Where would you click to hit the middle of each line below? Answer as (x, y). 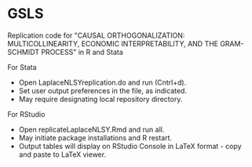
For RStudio (26, 114)
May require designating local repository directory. (100, 99)
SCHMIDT (24, 52)
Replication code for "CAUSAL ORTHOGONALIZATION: (96, 35)
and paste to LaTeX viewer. (62, 154)
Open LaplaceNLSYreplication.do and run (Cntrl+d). (102, 82)
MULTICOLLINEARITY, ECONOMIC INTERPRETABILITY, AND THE (113, 43)
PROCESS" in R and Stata (82, 52)
